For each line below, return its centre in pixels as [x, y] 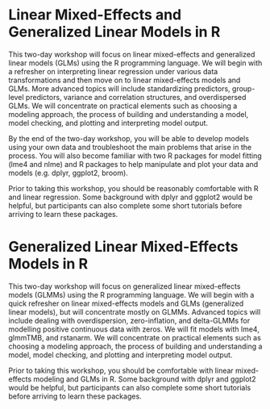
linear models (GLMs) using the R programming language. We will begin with [135, 63]
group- [244, 88]
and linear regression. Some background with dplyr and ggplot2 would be [131, 197]
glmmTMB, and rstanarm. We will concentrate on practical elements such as [135, 337]
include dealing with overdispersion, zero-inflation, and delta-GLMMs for [129, 320]
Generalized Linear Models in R [114, 32]
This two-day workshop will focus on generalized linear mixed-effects [125, 286]
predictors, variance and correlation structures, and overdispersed [136, 97]
